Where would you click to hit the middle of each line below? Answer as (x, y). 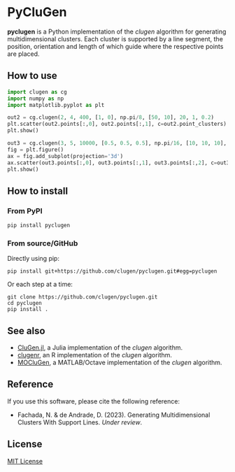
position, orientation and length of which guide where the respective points (115, 46)
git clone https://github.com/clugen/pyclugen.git (83, 297)
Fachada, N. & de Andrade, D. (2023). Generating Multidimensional (114, 415)
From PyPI (25, 210)
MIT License (25, 461)
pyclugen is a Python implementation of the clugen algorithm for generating (117, 31)
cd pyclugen (24, 303)
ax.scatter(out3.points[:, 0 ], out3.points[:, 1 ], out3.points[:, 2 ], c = (112, 163)
